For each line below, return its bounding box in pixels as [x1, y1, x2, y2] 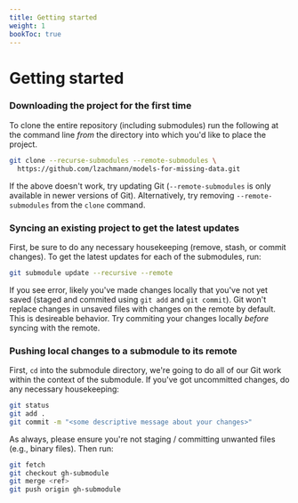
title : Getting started [9, 12, 98, 22]
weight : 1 [9, 21, 46, 30]
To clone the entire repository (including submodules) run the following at [9, 119, 278, 130]
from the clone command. [51, 199, 146, 210]
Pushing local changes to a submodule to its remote [9, 345, 238, 357]
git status [9, 402, 50, 410]
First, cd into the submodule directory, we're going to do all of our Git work [9, 365, 282, 376]
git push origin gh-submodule [9, 485, 122, 494]
